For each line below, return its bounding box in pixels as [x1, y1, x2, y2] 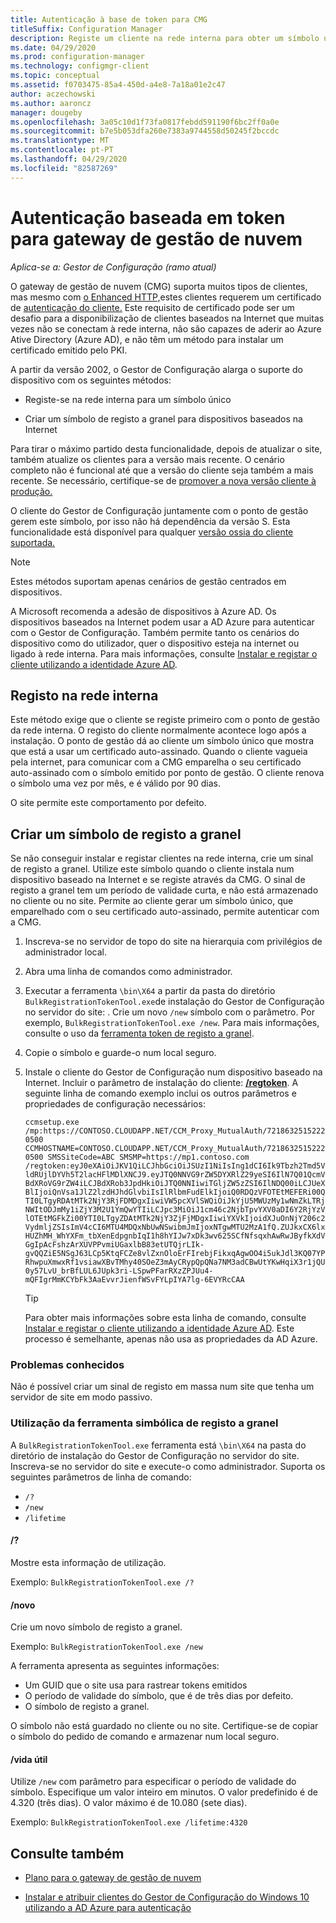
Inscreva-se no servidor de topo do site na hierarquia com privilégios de [24, 936, 323, 948]
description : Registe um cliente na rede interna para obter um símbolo [10, 33, 320, 43]
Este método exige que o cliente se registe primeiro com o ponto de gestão [10, 714, 320, 726]
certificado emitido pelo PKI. [10, 344, 128, 356]
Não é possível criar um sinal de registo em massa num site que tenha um [10, 1381, 315, 1393]
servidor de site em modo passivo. [10, 1391, 153, 1403]
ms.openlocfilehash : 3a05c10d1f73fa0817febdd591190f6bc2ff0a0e [10, 117, 280, 127]
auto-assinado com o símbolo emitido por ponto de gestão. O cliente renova [10, 767, 325, 779]
